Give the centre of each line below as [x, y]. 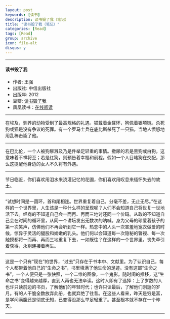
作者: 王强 [23, 81]
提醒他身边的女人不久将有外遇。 [47, 164]
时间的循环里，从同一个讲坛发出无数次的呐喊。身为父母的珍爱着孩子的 [92, 220]
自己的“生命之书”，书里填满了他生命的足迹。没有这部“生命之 [95, 268]
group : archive [21, 39]
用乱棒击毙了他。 [23, 135]
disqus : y [16, 48]
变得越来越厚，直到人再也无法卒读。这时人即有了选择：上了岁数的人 [92, 280]
